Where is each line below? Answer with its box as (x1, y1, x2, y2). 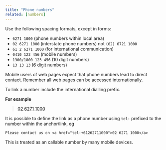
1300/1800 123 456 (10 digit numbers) (12, 56, 89, 62)
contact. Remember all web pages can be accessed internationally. (5, 77, 143, 83)
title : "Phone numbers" (5, 7, 55, 12)
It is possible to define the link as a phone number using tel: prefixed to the (5, 115, 162, 121)
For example (5, 96, 31, 102)
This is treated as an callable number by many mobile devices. (5, 139, 133, 145)
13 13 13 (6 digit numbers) (12, 62, 67, 68)
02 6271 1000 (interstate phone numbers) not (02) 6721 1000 (12, 40, 138, 46)
